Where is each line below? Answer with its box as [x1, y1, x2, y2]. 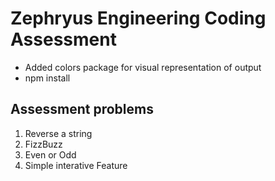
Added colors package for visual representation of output [24, 61, 262, 73]
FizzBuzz [24, 138, 63, 150]
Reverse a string [24, 127, 93, 139]
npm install [24, 72, 71, 84]
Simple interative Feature [24, 159, 128, 171]
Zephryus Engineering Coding [10, 7, 267, 30]
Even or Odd [24, 148, 77, 161]
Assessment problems [10, 101, 154, 118]
